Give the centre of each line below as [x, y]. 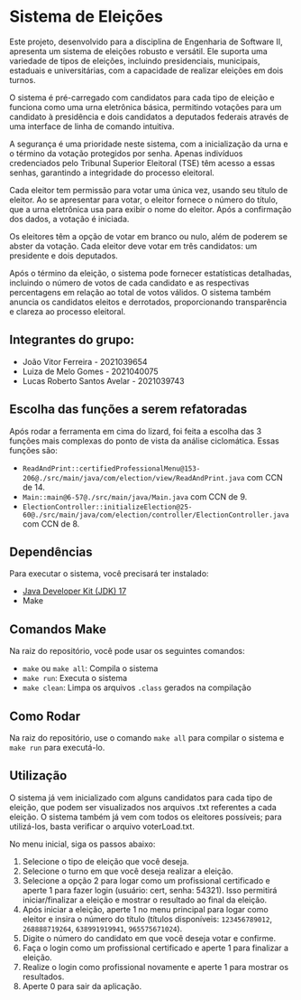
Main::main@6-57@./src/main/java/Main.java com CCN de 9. [135, 496]
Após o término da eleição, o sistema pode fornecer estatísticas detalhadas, [151, 273]
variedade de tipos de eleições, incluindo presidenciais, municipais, [135, 61]
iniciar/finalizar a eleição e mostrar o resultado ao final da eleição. [145, 900]
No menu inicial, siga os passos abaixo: [82, 844]
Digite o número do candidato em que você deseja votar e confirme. [149, 938]
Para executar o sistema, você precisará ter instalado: [109, 574]
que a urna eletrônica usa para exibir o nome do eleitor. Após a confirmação [150, 209]
